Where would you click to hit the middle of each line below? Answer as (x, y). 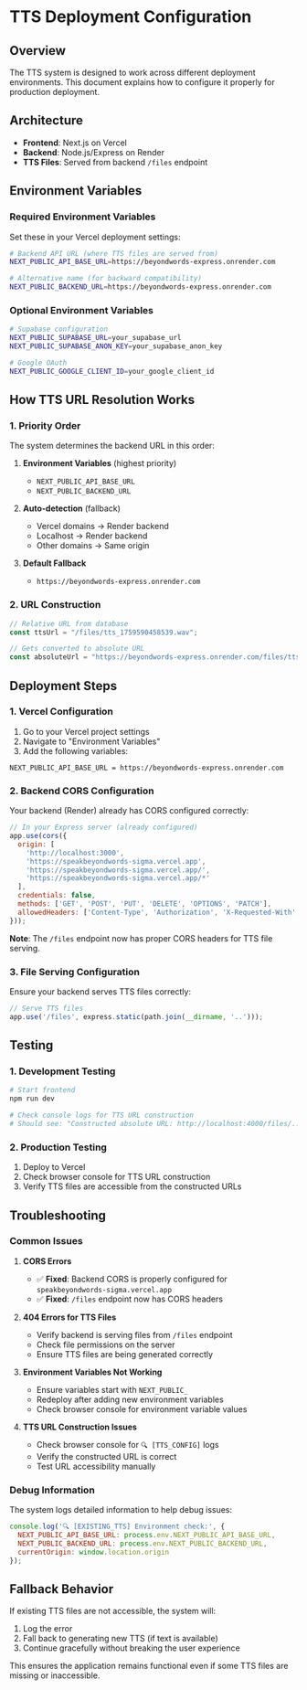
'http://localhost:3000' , (75, 853)
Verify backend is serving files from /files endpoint (134, 1334)
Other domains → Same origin (93, 546)
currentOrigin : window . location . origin (94, 1552)
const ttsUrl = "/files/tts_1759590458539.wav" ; (104, 632)
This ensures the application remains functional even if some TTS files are (149, 1666)
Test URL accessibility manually (96, 1466)
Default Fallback (54, 563)
